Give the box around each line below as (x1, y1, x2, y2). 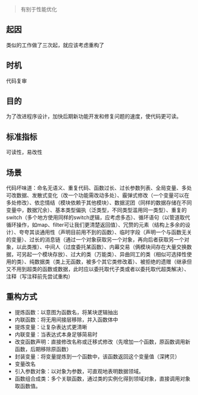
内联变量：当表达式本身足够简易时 (14, 331, 98, 338)
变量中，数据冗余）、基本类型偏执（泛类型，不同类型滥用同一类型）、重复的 (6, 207, 187, 214)
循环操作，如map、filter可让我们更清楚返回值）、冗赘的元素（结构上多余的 (6, 221, 186, 228)
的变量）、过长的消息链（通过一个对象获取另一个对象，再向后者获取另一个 (6, 236, 184, 243)
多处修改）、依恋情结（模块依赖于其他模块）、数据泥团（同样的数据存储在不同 (6, 199, 192, 206)
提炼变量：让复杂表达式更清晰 (14, 323, 87, 330)
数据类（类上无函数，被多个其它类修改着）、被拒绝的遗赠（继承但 (34, 258, 192, 265)
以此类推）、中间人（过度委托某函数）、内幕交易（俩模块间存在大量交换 (16, 243, 187, 250)
